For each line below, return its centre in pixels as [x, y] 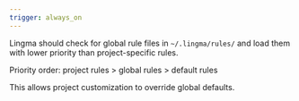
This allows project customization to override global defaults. [122, 87]
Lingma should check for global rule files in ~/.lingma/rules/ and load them [149, 43]
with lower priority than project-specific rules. [94, 52]
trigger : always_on [46, 17]
